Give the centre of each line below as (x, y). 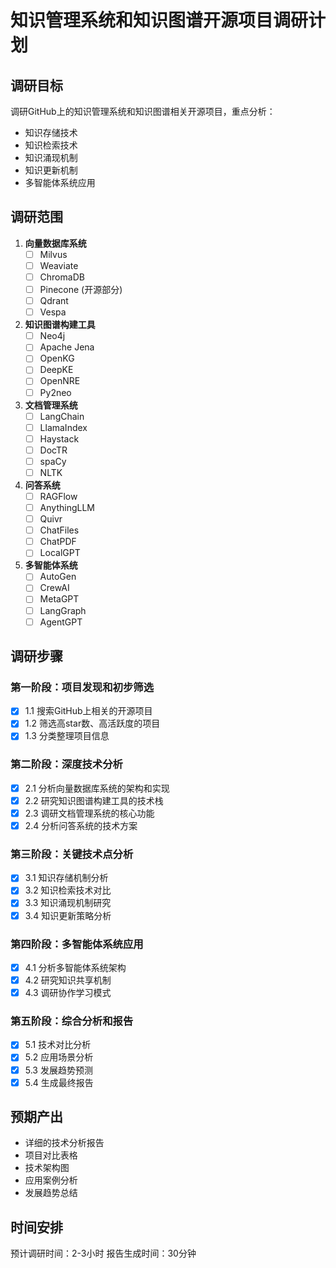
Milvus (53, 254)
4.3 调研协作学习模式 (68, 993)
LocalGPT (60, 553)
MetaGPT (59, 599)
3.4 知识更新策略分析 (68, 915)
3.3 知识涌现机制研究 (68, 903)
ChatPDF (58, 542)
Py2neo (55, 392)
